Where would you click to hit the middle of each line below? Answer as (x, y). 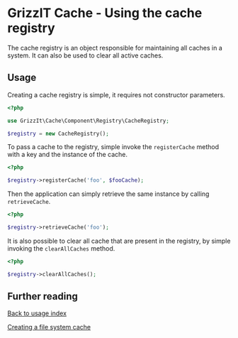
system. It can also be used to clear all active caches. (85, 55)
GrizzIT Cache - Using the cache (105, 13)
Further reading (42, 296)
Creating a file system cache (49, 327)
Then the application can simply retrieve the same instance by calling (108, 194)
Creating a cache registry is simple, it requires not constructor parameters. (116, 94)
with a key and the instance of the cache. (67, 155)
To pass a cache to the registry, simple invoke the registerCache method (113, 147)
